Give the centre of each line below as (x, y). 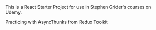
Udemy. (14, 12)
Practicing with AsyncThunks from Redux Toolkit (56, 22)
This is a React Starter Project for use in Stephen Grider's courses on (78, 7)
